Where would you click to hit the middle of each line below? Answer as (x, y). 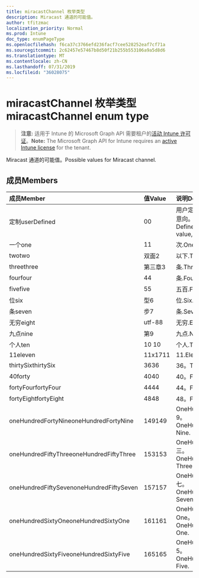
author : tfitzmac (28, 23)
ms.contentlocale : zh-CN (37, 61)
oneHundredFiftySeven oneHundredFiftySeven (73, 488)
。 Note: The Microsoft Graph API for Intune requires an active (101, 141)
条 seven (20, 312)
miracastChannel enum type (78, 116)
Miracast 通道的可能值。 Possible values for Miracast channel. (81, 160)
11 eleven (22, 355)
